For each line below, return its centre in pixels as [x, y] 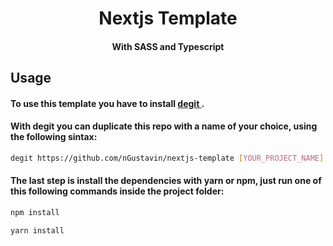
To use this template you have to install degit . [107, 103]
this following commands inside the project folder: [117, 191]
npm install [35, 213]
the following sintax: [54, 137]
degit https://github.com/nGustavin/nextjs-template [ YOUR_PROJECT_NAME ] [167, 158]
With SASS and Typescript [168, 46]
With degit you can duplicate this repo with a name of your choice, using [164, 126]
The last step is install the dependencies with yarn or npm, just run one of [166, 181]
